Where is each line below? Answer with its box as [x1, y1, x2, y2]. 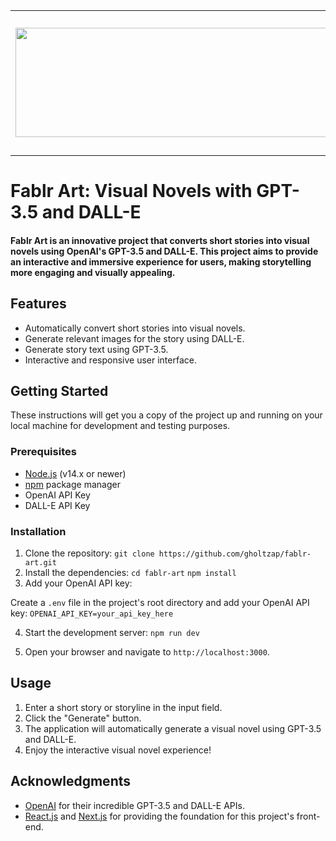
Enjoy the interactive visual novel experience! [24, 744, 212, 756]
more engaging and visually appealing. [10, 266, 176, 278]
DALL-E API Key [24, 499, 91, 511]
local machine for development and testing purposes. [10, 420, 231, 432]
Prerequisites [10, 445, 77, 459]
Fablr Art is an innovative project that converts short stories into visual [10, 234, 310, 246]
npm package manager [24, 478, 121, 490]
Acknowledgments [10, 773, 132, 790]
